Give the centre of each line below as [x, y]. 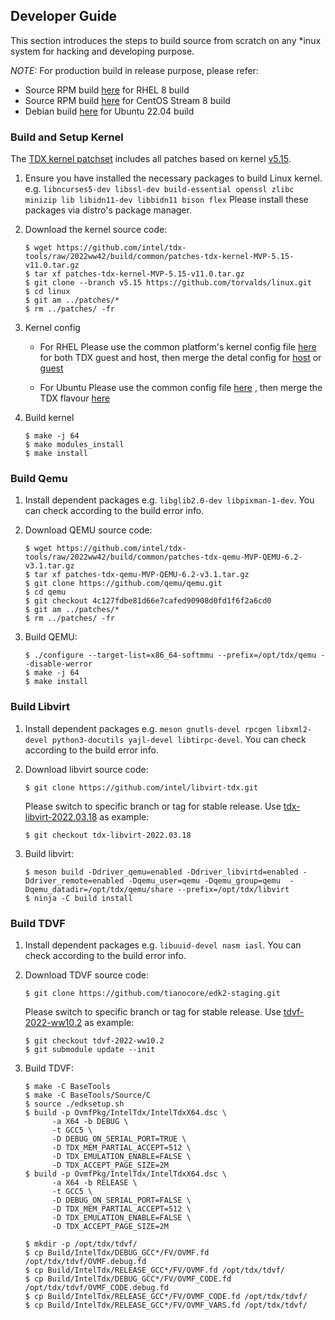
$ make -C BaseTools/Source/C [88, 1095]
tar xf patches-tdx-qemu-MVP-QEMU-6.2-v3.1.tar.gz [142, 575]
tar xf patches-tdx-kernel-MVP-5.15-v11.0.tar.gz [139, 274]
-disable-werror [58, 664]
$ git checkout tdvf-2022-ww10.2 [94, 1041]
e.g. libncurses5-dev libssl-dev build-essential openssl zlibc [159, 189]
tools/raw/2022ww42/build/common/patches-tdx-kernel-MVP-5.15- [159, 257]
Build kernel [49, 418]
